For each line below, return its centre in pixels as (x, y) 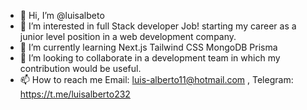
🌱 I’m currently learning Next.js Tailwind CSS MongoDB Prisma (148, 47)
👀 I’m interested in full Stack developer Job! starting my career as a (158, 26)
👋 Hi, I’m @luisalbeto (62, 15)
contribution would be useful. (80, 68)
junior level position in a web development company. (128, 36)
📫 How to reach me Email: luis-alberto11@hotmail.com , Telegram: (156, 79)
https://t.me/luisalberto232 (75, 94)
